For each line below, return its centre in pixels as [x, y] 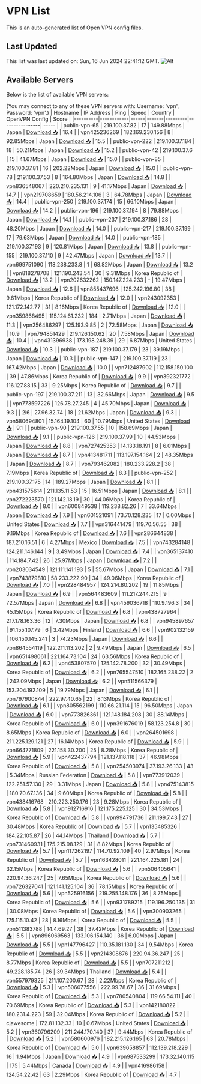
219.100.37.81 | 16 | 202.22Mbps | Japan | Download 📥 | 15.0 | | [84, 168]
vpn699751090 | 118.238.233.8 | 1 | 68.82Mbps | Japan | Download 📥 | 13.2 [100, 264]
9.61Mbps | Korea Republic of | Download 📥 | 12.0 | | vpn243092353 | [93, 298]
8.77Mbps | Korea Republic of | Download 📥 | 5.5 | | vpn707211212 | [90, 963]
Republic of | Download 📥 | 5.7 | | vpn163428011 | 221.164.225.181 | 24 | [94, 859]
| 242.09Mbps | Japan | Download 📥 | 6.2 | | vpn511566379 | [82, 681]
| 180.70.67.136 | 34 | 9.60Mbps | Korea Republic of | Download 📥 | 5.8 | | [97, 793]
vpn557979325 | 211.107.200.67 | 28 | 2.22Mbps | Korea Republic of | [91, 980]
